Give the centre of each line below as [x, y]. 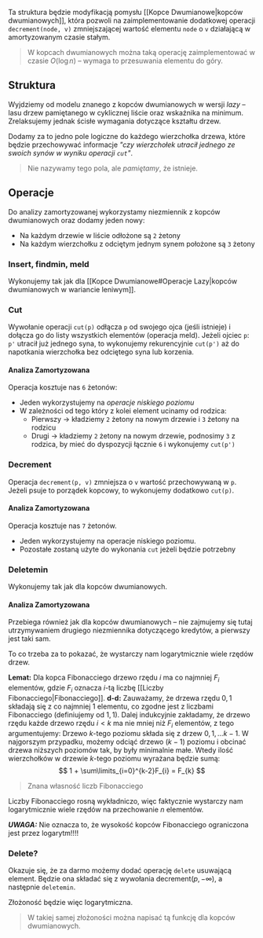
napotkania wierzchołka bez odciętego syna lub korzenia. [101, 352]
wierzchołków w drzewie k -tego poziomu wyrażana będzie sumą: [114, 758]
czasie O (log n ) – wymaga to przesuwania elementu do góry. [125, 60]
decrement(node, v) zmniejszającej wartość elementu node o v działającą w [130, 29]
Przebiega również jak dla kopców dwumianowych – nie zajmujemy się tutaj [130, 622]
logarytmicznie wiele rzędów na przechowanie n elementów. [106, 809]
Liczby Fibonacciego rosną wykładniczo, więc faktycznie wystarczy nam [126, 801]
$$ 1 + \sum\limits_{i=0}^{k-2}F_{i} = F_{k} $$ [132, 771]
